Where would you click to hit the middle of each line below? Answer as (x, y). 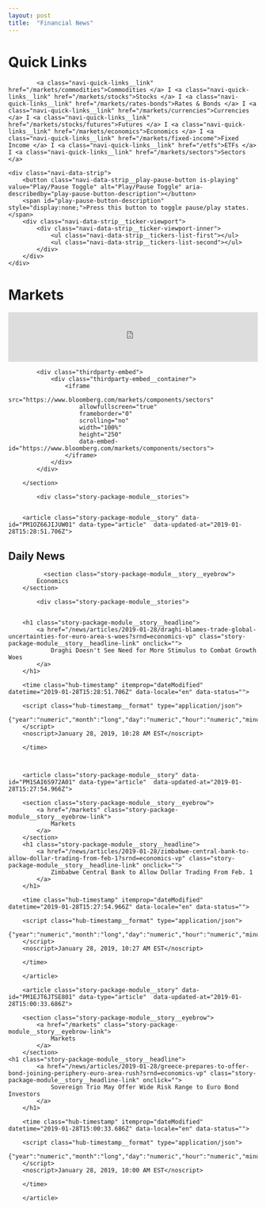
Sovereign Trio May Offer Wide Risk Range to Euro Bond (144, 1087)
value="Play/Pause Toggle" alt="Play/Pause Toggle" (95, 187)
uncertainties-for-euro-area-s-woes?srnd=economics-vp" (102, 637)
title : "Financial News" (51, 23)
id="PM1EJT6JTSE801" (42, 997)
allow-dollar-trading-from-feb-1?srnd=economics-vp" (97, 859)
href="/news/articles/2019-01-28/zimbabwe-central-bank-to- (148, 852)
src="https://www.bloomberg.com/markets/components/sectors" (111, 400)
